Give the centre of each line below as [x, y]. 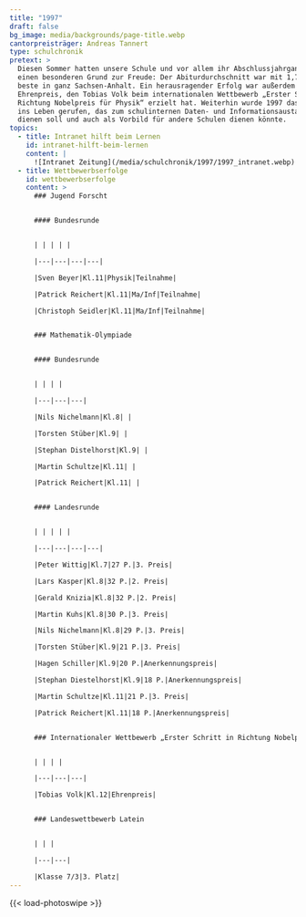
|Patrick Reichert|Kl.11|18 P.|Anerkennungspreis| [132, 713]
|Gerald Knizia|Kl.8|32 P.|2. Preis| [105, 598]
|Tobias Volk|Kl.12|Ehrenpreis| [95, 795]
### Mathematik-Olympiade [82, 335]
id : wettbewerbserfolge [71, 179]
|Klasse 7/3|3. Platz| [76, 877]
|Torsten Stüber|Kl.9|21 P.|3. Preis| [107, 647]
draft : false [34, 26]
